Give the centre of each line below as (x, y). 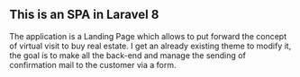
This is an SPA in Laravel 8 (84, 15)
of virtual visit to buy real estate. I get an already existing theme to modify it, (150, 46)
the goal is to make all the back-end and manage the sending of (127, 55)
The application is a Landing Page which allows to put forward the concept (148, 36)
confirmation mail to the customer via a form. (93, 64)
